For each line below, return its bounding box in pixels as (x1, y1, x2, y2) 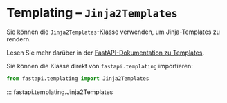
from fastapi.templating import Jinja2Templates (6, 75, 149, 82)
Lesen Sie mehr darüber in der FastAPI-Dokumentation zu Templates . (6, 48, 205, 57)
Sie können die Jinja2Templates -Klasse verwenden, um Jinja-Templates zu (6, 28, 221, 36)
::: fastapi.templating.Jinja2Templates (6, 88, 113, 96)
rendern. (6, 35, 31, 43)
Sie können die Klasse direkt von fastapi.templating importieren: (6, 62, 193, 70)
